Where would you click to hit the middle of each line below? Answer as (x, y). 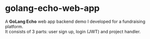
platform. (14, 26)
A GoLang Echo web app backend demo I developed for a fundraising (75, 21)
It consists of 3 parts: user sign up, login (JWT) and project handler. (73, 31)
